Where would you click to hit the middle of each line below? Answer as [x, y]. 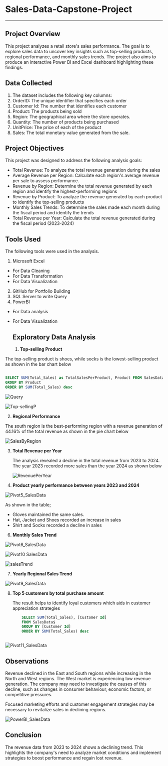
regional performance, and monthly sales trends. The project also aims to [81, 57]
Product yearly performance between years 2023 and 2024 [76, 485]
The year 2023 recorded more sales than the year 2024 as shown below [87, 466]
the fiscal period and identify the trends [53, 213]
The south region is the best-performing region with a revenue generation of [84, 426]
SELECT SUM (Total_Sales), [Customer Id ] [64, 617]
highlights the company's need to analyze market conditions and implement [83, 752]
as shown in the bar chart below [38, 364]
